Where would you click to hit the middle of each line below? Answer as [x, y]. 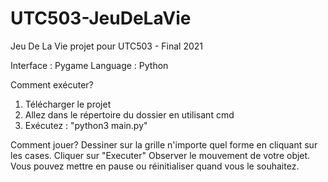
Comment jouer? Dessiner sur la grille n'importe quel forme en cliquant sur [164, 144]
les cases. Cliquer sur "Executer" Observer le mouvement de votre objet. [160, 155]
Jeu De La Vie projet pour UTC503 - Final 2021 [107, 46]
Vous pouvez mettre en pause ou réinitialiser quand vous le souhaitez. [155, 166]
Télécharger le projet [68, 104]
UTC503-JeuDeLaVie [101, 18]
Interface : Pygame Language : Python [89, 65]
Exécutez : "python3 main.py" [86, 125]
